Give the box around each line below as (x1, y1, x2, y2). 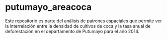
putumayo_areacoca (5, 1, 92, 13)
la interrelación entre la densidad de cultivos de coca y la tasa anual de (5, 23, 151, 29)
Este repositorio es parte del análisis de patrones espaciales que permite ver (5, 18, 162, 24)
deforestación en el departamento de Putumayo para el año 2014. (5, 28, 140, 34)
